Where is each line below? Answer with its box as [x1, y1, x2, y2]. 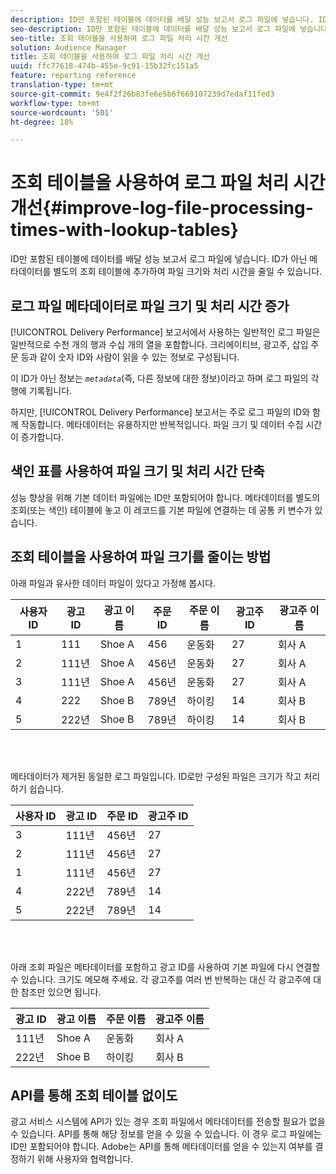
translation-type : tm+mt [10, 80, 114, 90]
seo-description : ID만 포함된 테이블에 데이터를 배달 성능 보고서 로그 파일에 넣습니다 [10, 24, 328, 34]
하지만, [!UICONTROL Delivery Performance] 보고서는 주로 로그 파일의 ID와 [10, 406, 311, 418]
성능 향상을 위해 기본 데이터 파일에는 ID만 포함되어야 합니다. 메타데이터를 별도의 [10, 491, 321, 503]
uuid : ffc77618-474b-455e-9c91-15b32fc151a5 [10, 61, 199, 71]
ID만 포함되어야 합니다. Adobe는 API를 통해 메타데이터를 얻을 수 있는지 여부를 [10, 1141, 313, 1153]
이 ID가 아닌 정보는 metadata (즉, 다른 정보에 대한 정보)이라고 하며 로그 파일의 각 [10, 372, 320, 384]
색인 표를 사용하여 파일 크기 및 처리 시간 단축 [10, 463, 265, 480]
